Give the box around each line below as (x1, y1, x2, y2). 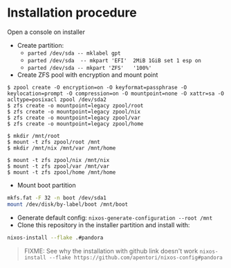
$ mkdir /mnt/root (7, 132, 60, 139)
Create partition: (17, 41, 64, 49)
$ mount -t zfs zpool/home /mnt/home (7, 168, 116, 176)
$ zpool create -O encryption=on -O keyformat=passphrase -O (7, 84, 187, 91)
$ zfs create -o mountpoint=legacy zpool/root (7, 102, 144, 109)
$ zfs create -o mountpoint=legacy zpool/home (7, 120, 144, 127)
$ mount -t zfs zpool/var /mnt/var (7, 163, 110, 170)
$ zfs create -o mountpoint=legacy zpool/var (7, 114, 140, 121)
